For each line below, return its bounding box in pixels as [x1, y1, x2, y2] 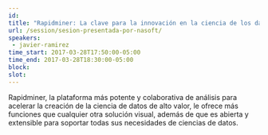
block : [8, 64, 30, 71]
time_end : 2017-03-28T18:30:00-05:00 [8, 56, 134, 64]
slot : [8, 71, 26, 79]
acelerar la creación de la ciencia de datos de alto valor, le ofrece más [8, 101, 239, 110]
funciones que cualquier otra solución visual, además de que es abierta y [8, 109, 249, 119]
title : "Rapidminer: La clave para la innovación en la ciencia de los [8, 19, 251, 27]
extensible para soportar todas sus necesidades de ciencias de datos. [8, 118, 238, 127]
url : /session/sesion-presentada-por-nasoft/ [8, 26, 162, 34]
